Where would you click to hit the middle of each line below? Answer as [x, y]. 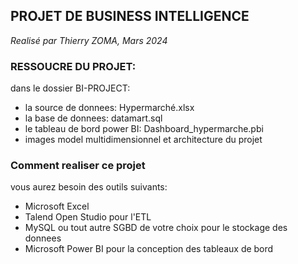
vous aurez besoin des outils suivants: [89, 187]
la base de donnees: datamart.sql [93, 118]
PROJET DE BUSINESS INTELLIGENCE [130, 16]
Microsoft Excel [57, 206]
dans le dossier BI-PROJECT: [70, 88]
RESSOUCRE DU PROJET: [73, 66]
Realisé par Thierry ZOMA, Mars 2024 [89, 40]
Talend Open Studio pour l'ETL [88, 217]
